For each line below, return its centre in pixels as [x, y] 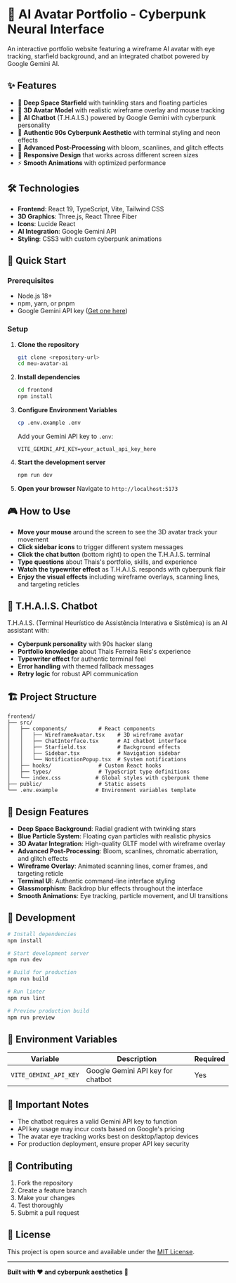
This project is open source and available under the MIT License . [101, 1251]
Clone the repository [48, 344]
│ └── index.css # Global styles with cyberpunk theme [108, 778]
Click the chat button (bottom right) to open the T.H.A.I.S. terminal [114, 554]
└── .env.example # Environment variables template [102, 790]
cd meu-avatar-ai [43, 364]
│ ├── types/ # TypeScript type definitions [99, 772]
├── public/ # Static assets [77, 784]
